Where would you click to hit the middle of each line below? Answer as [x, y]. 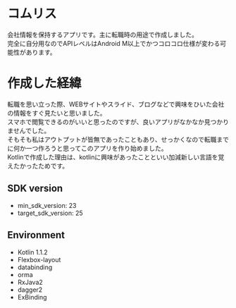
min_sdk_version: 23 [47, 205]
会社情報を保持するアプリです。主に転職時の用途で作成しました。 [103, 35]
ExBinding [32, 297]
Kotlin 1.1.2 [32, 252]
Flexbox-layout [39, 259]
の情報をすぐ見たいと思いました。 [57, 113]
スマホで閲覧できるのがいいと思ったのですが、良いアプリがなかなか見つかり [118, 122]
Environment [36, 235]
